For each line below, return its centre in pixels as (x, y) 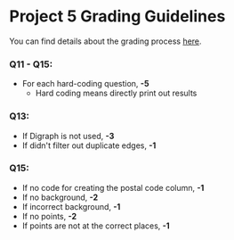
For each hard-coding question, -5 (85, 84)
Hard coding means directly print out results (116, 93)
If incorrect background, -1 (71, 206)
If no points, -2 (49, 216)
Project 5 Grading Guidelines (117, 17)
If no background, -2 (60, 197)
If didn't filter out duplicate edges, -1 (89, 145)
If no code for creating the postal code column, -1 (113, 187)
